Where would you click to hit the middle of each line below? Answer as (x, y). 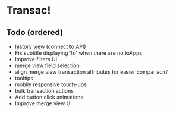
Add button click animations (49, 97)
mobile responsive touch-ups (51, 84)
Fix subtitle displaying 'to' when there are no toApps (78, 53)
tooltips (24, 78)
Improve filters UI (36, 59)
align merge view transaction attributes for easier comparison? (91, 72)
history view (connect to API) (50, 46)
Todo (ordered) (35, 32)
